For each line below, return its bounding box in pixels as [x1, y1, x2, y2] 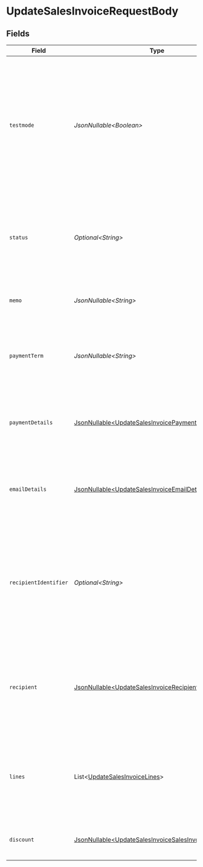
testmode [9, 122, 34, 129]
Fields [6, 29, 30, 39]
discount [9, 836, 34, 843]
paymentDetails [9, 419, 53, 426]
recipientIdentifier [9, 579, 68, 586]
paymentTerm [9, 353, 44, 359]
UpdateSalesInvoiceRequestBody [6, 4, 179, 18]
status [9, 234, 28, 241]
